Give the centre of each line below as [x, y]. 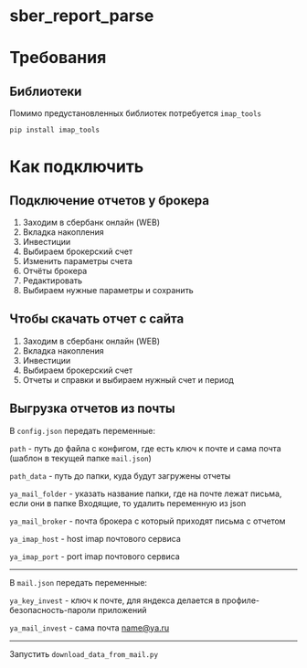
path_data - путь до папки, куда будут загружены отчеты [120, 475]
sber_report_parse [82, 16]
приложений [122, 610]
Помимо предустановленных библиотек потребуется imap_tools [136, 113]
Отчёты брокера [55, 271]
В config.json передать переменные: [82, 430]
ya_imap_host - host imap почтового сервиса [95, 538]
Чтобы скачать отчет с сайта [97, 319]
